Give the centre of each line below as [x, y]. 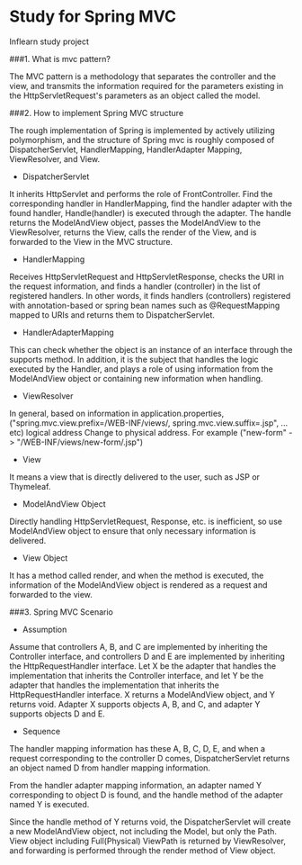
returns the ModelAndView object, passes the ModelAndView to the [135, 222]
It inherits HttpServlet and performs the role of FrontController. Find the [141, 194]
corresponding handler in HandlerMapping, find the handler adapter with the [151, 203]
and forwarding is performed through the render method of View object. [142, 850]
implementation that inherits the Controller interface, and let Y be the [137, 675]
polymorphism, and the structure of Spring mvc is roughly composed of [142, 140]
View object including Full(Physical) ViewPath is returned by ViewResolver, [147, 841]
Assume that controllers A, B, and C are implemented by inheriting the [138, 646]
